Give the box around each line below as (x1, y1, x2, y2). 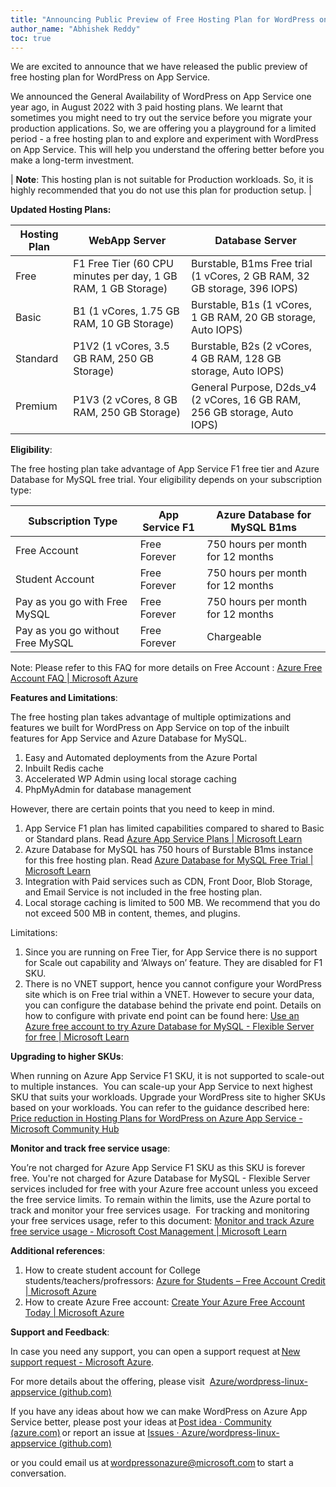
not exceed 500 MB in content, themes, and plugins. (24, 907, 241, 920)
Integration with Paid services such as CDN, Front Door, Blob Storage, (24, 876, 313, 888)
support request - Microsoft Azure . (10, 1356, 155, 1368)
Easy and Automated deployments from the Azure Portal (24, 752, 258, 764)
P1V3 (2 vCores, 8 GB (73, 393, 178, 407)
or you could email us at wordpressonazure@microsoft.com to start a (10, 1457, 294, 1469)
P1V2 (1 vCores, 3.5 (73, 339, 170, 353)
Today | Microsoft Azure (24, 1307, 125, 1319)
